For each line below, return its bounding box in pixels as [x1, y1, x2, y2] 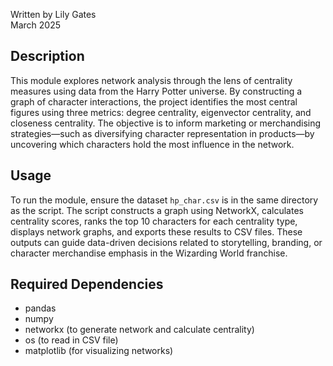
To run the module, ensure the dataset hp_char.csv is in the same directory [10, 194, 319, 206]
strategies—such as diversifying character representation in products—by [10, 127, 315, 139]
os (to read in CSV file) [24, 334, 119, 346]
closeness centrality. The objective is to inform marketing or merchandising [10, 117, 322, 129]
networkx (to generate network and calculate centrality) [24, 324, 255, 336]
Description [10, 48, 85, 65]
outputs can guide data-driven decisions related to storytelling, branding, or [10, 236, 323, 248]
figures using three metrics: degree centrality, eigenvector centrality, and [10, 106, 312, 118]
